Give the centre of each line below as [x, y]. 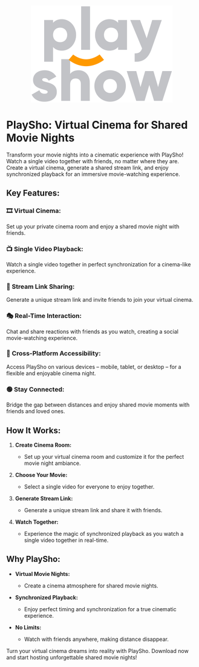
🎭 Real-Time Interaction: [44, 316]
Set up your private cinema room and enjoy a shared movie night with [93, 226]
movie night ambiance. [52, 463]
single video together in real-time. [66, 540]
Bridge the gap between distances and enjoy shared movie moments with [98, 405]
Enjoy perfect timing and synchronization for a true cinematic [100, 609]
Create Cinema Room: [43, 445]
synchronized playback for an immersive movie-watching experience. [93, 174]
